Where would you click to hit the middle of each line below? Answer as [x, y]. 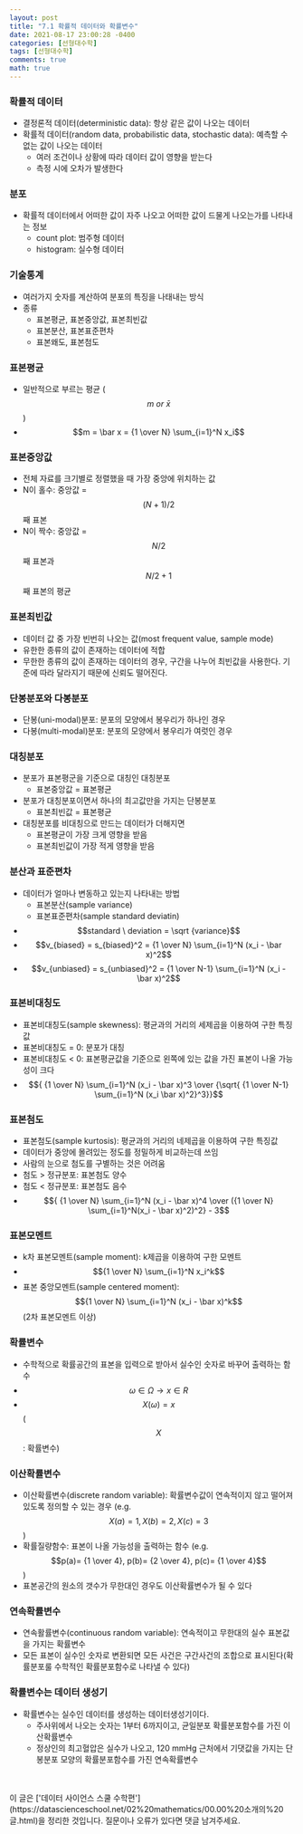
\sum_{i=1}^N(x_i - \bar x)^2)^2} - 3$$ [158, 1211]
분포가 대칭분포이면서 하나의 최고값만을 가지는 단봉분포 [119, 801]
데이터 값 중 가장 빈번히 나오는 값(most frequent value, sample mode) [148, 639]
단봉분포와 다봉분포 [49, 698]
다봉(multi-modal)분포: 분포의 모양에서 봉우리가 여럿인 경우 [128, 731]
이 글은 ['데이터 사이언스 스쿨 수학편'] [75, 1798]
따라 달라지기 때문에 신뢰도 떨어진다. [104, 672]
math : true [30, 69]
